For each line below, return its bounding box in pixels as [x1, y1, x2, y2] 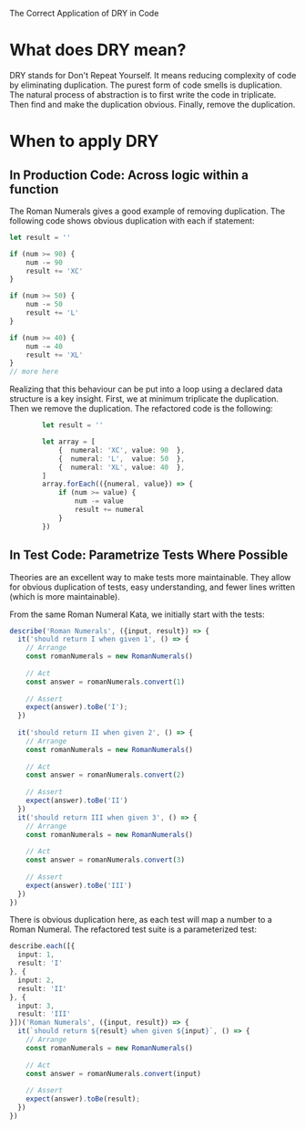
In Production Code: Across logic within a [9, 167, 249, 183]
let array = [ [42, 437, 96, 446]
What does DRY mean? [9, 40, 187, 60]
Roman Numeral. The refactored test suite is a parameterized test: [9, 924, 258, 935]
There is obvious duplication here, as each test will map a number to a [9, 915, 273, 925]
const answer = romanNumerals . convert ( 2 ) [25, 770, 185, 779]
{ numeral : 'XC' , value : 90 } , [57, 445, 185, 455]
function [9, 182, 59, 197]
